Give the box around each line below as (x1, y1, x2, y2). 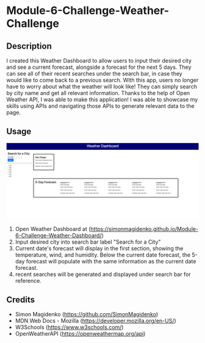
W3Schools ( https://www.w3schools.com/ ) (15, 324, 124, 331)
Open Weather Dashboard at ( (15, 225, 91, 232)
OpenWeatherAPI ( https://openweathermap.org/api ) (15, 330, 146, 338)
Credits (6, 295, 35, 305)
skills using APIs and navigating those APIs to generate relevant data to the (6, 102, 195, 110)
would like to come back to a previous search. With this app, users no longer (6, 77, 199, 83)
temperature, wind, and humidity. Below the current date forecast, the (15, 251, 191, 258)
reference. (15, 277, 41, 284)
